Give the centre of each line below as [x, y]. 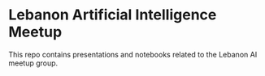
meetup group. [33, 63]
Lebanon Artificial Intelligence [113, 15]
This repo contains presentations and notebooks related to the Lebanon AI [133, 54]
